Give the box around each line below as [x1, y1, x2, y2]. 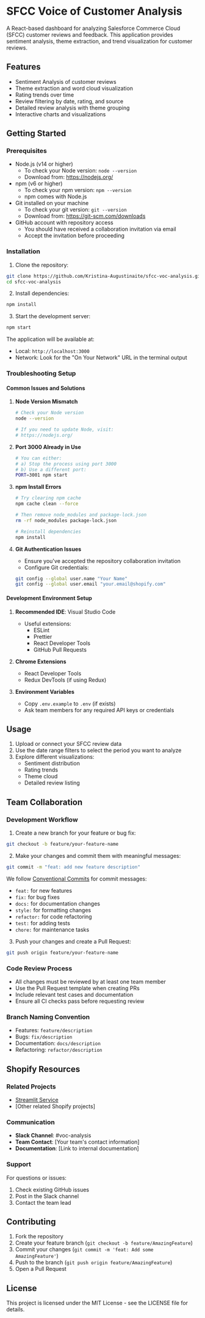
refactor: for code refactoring [15, 913, 93, 920]
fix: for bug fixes [15, 893, 60, 901]
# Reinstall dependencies [15, 528, 81, 535]
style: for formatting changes [15, 906, 92, 914]
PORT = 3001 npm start [15, 472, 68, 478]
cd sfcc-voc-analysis [6, 278, 62, 285]
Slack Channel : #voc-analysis [15, 1132, 92, 1139]
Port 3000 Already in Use [15, 443, 81, 450]
